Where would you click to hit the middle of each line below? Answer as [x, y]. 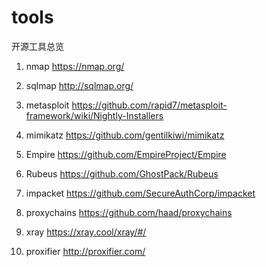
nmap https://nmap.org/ [75, 66]
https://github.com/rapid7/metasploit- [149, 105]
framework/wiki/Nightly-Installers [94, 115]
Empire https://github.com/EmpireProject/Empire [126, 154]
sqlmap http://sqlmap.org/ [79, 85]
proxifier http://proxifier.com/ [85, 251]
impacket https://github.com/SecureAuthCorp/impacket [140, 193]
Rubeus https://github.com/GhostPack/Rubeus [122, 173]
